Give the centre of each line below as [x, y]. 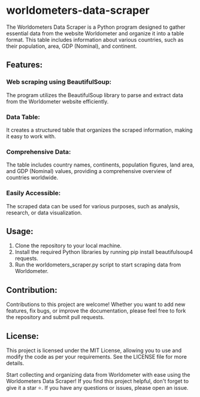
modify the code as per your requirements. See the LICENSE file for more [97, 356]
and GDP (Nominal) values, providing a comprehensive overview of [89, 171]
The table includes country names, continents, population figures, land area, [100, 165]
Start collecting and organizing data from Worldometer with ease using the [98, 374]
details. [15, 363]
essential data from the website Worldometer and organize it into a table [95, 33]
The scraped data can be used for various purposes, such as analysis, [93, 206]
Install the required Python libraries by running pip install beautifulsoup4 [104, 252]
